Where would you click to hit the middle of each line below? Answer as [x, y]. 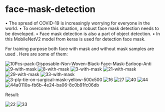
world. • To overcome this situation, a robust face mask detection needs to [82, 28]
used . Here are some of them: [36, 54]
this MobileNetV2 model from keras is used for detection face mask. [75, 39]
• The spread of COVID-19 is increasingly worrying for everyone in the [77, 23]
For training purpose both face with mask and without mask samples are [79, 48]
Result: [12, 94]
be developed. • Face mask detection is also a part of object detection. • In [83, 33]
